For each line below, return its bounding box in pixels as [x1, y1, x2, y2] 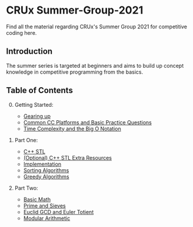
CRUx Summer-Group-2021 [6, 4, 144, 17]
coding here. [6, 29, 37, 36]
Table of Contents [6, 85, 74, 96]
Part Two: [14, 184, 38, 192]
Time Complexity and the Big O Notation [23, 125, 122, 132]
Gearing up [23, 113, 51, 120]
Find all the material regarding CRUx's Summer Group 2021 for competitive [6, 23, 187, 30]
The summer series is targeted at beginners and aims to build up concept [6, 62, 184, 69]
